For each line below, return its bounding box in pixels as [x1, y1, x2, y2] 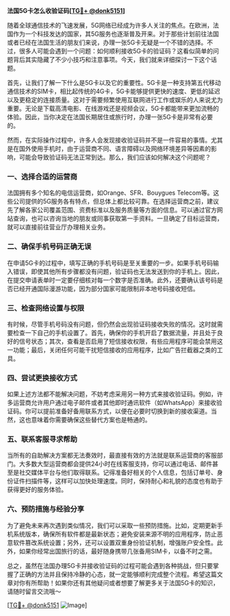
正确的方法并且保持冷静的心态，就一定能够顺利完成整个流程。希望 [18, 570, 205, 578]
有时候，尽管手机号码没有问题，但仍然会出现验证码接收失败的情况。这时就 [7, 320, 217, 328]
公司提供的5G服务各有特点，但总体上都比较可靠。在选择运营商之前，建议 [12, 197, 219, 206]
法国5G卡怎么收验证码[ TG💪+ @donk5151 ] [7, 7, 125, 14]
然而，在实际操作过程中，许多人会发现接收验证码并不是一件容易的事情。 [7, 136, 211, 144]
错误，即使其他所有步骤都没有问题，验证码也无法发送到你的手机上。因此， [12, 267, 223, 275]
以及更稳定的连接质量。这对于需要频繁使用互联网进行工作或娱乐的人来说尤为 [7, 96, 223, 103]
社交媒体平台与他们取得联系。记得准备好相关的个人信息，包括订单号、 [18, 469, 217, 477]
